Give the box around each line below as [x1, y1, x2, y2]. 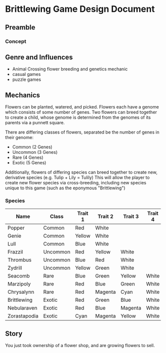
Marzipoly [7, 281, 31, 287]
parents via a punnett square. [5, 120, 65, 126]
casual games [12, 71, 41, 77]
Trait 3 [123, 213, 139, 220]
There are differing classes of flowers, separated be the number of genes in [5, 129, 160, 135]
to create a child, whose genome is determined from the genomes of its [5, 114, 151, 120]
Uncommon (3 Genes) [12, 149, 58, 155]
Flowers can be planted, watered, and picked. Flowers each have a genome [5, 104, 159, 110]
